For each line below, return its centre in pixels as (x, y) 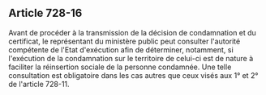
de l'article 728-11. (39, 84)
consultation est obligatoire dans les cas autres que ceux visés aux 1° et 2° (133, 75)
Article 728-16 (45, 13)
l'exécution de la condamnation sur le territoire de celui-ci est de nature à (131, 58)
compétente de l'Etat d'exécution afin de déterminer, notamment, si (121, 50)
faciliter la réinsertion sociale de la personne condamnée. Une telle (120, 67)
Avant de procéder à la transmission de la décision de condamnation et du (133, 32)
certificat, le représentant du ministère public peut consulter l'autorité (124, 41)
